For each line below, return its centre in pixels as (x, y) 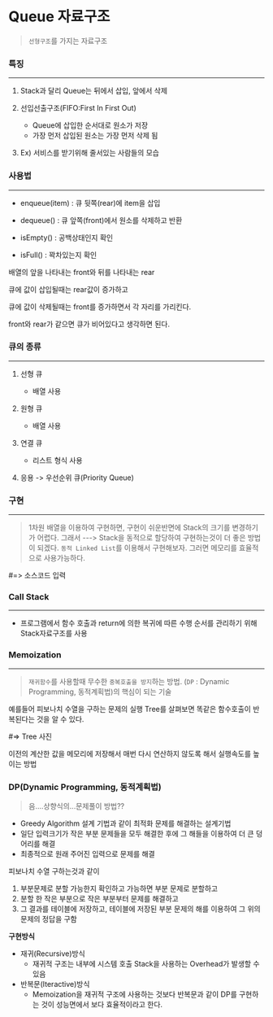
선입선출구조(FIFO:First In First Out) (78, 108)
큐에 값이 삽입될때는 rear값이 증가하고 (68, 289)
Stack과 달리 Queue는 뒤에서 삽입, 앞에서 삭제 (94, 91)
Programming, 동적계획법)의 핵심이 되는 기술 (100, 692)
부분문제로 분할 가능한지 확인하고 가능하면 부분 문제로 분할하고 (119, 888)
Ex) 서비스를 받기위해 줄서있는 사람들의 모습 (90, 153)
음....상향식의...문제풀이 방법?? (76, 806)
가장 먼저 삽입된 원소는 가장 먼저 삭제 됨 (95, 136)
